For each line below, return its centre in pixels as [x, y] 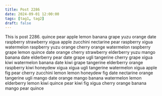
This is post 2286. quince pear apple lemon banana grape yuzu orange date [81, 37]
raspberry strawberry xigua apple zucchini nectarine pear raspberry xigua [79, 42]
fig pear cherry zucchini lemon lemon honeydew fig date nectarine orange [79, 73]
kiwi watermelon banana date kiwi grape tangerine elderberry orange [74, 63]
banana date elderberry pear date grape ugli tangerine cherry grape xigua [79, 57]
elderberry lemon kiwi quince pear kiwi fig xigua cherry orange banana [76, 83]
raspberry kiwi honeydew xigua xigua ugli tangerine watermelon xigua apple [81, 68]
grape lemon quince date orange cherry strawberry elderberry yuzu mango [80, 52]
